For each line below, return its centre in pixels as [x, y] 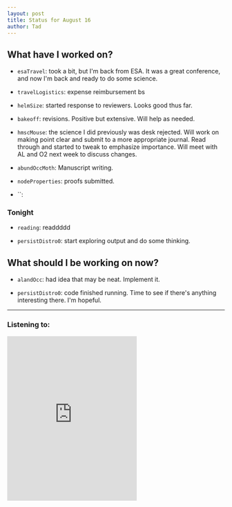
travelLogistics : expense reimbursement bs [81, 92]
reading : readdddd [43, 228]
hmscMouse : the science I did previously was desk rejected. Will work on [118, 132]
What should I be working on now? [83, 263]
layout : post [26, 14]
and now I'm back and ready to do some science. [87, 79]
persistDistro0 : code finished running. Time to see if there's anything [117, 293]
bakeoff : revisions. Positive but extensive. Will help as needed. [106, 119]
